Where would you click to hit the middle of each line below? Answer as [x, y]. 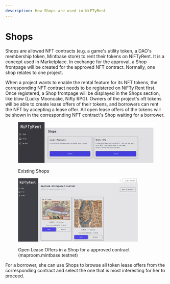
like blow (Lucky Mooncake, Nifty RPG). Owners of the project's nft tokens [83, 98]
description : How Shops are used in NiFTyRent [56, 11]
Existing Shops [34, 171]
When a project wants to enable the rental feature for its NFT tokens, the [81, 82]
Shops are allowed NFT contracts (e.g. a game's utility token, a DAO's [79, 50]
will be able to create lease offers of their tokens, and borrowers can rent [82, 104]
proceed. [15, 276]
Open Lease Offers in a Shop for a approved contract [74, 249]
